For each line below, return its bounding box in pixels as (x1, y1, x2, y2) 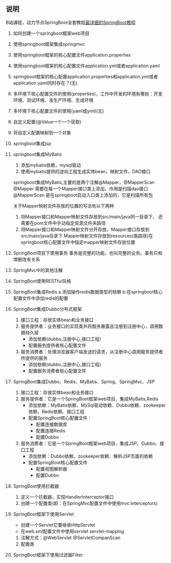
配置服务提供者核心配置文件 (28, 342, 87, 348)
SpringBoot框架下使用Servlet (13, 511, 74, 517)
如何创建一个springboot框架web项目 (13, 30, 90, 36)
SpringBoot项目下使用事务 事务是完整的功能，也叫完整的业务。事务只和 (13, 250, 163, 256)
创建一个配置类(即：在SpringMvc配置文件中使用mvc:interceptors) (20, 500, 158, 506)
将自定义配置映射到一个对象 (13, 129, 72, 136)
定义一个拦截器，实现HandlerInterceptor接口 (20, 494, 114, 500)
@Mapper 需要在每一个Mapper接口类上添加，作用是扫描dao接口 (13, 185, 149, 192)
